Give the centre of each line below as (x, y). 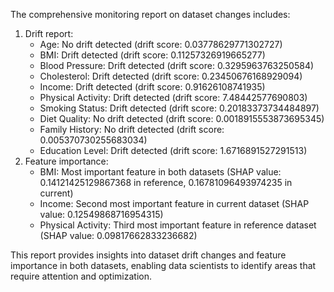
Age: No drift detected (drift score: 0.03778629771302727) (161, 44)
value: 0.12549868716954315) (101, 214)
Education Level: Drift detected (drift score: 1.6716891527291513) (173, 150)
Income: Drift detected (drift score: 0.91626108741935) (152, 87)
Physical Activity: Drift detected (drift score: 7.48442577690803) (173, 97)
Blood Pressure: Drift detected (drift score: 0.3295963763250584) (177, 65)
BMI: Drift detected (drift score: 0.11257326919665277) (152, 55)
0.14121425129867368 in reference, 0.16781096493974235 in (166, 182)
